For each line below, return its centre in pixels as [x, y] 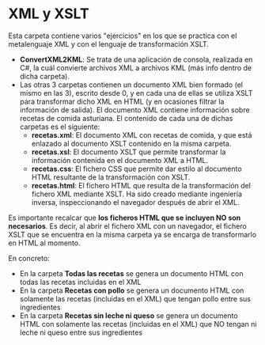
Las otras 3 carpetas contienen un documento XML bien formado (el [131, 85]
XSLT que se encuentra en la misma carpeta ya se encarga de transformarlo [132, 234]
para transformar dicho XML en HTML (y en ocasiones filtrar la [122, 101]
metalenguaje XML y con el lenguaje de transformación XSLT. [109, 44]
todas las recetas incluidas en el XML [80, 282]
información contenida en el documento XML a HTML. [119, 160]
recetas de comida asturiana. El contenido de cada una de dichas [126, 118]
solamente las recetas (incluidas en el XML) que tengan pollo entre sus [135, 298]
